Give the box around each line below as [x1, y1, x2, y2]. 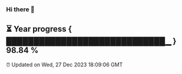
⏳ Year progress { [6, 24, 72, 34]
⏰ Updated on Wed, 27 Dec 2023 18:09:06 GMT [6, 61, 123, 68]
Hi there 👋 [6, 5, 35, 14]
